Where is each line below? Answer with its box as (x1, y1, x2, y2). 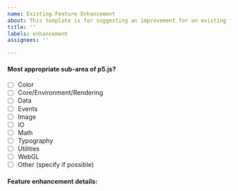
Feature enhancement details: (7, 177, 98, 185)
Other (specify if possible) (17, 160, 94, 168)
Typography (17, 136, 54, 145)
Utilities (17, 144, 40, 153)
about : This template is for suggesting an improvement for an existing (7, 17, 227, 24)
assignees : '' (7, 37, 50, 44)
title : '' (7, 23, 37, 30)
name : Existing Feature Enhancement (7, 10, 115, 18)
